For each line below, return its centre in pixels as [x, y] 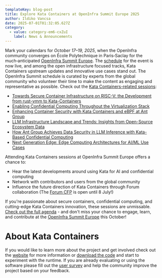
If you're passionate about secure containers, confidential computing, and [79, 201]
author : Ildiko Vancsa [28, 18]
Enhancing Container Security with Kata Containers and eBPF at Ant [80, 111]
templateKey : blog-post [29, 9]
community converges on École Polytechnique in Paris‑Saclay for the [74, 55]
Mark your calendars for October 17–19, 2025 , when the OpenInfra [71, 50]
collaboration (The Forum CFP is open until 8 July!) [63, 192]
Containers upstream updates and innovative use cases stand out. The [75, 71]
